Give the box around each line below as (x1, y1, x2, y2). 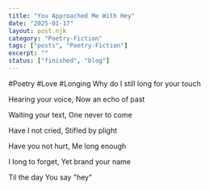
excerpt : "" (8, 49, 48, 57)
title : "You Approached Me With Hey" (8, 11, 136, 20)
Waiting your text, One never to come (8, 109, 133, 119)
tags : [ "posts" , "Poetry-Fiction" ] (8, 42, 128, 50)
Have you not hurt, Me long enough (8, 141, 127, 151)
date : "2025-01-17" (8, 19, 74, 27)
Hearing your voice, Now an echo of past (8, 94, 145, 104)
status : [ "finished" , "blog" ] (8, 57, 111, 65)
